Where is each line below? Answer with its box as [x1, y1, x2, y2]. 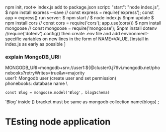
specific [5, 36, 22, 42]
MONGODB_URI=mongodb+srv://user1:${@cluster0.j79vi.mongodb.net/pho [5, 65, 161, 71]
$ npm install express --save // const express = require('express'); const [5, 9, 154, 15]
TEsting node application [5, 116, 111, 128]
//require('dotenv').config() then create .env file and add [5, 31, 120, 36]
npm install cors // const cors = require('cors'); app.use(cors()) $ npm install [5, 20, 162, 26]
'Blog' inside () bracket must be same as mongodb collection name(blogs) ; [5, 99, 159, 105]
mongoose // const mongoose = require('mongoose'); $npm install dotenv [5, 25, 158, 31]
